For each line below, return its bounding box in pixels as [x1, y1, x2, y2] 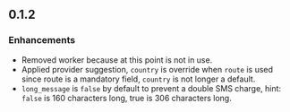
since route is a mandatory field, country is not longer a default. [21, 73, 256, 84]
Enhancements [8, 34, 76, 47]
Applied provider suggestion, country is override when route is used [21, 64, 274, 74]
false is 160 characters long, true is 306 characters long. [21, 92, 232, 103]
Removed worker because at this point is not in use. [21, 54, 213, 65]
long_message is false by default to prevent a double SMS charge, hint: [21, 82, 282, 93]
